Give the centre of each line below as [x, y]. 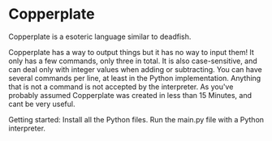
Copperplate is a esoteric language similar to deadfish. [100, 36]
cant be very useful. [42, 104]
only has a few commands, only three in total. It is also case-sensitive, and [133, 61]
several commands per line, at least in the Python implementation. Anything [135, 78]
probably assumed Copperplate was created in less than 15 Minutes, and [130, 95]
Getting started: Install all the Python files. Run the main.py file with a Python [136, 119]
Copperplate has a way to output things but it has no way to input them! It [131, 52]
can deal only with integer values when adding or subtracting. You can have [135, 69]
